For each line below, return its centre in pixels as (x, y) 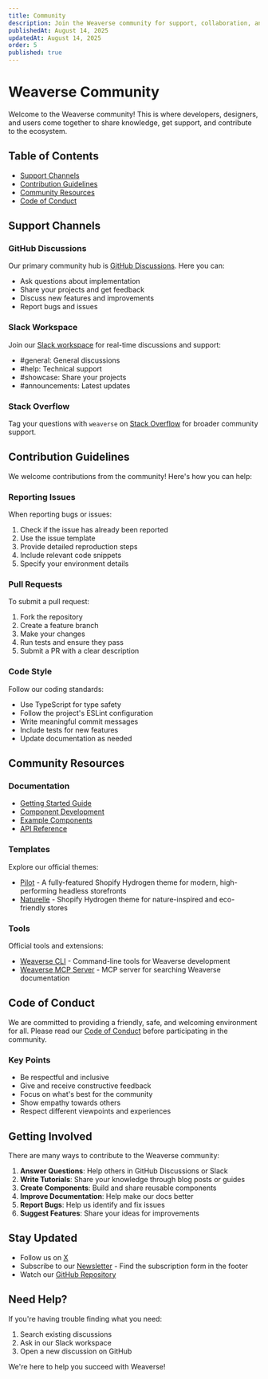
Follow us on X (44, 1257)
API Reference (43, 829)
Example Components (56, 820)
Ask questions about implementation (80, 281)
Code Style (30, 672)
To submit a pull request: (49, 602)
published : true (35, 53)
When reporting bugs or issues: (60, 514)
